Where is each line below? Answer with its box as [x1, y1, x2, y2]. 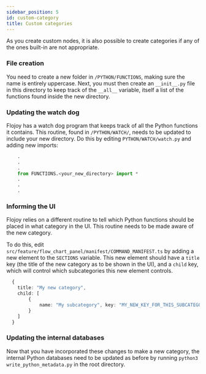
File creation [6, 59, 45, 68]
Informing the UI [6, 202, 56, 211]
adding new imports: [6, 141, 58, 149]
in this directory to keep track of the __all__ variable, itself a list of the [6, 86, 184, 93]
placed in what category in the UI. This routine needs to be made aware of [6, 222, 194, 230]
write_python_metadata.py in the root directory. [6, 360, 126, 368]
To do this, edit [6, 241, 44, 249]
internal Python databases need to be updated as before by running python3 [6, 354, 198, 361]
